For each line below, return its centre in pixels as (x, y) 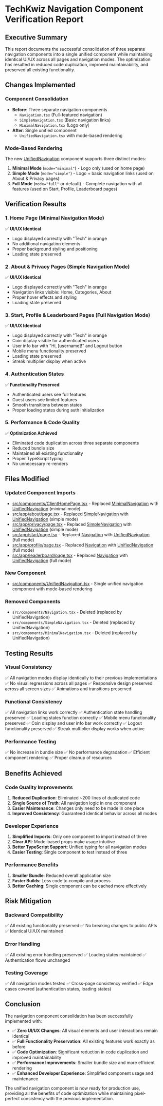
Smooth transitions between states (47, 405)
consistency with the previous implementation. (67, 1098)
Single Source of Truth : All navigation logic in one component (74, 803)
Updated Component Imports (40, 493)
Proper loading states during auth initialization (58, 410)
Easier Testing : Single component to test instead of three (70, 852)
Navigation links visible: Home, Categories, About (62, 292)
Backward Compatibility (34, 915)
